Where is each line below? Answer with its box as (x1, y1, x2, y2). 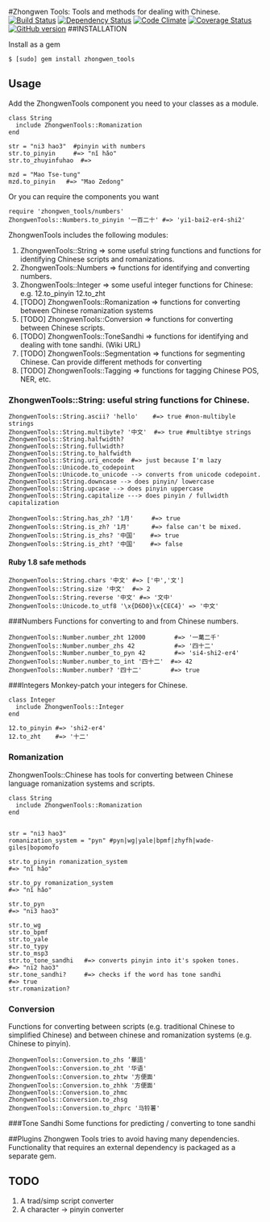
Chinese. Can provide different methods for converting (19, 357, 202, 366)
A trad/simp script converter (19, 1195, 114, 1205)
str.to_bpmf (8, 928, 48, 936)
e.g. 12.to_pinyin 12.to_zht (19, 288, 106, 298)
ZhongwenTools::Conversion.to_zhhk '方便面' (8, 1081, 157, 1090)
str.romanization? (8, 984, 70, 993)
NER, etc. (19, 374, 52, 384)
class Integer (8, 696, 56, 704)
